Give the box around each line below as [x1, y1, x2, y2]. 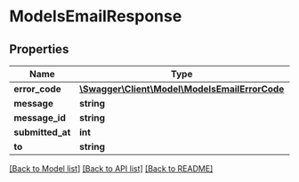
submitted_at [13, 126, 71, 138]
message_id [13, 112, 67, 123]
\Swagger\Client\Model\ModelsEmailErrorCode [79, 83, 285, 95]
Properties [9, 42, 69, 57]
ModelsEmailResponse [9, 6, 182, 27]
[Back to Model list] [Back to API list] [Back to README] [9, 163, 214, 174]
